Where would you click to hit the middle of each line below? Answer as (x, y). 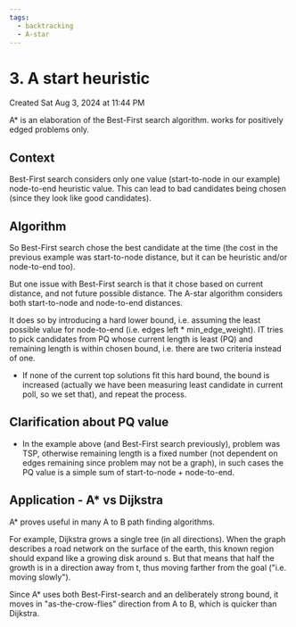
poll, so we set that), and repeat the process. (104, 394)
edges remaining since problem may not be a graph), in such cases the (152, 462)
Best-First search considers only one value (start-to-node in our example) (145, 179)
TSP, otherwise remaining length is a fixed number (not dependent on (150, 453)
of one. (22, 358)
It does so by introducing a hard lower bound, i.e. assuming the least (135, 320)
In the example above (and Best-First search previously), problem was (151, 443)
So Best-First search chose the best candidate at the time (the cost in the (144, 247)
